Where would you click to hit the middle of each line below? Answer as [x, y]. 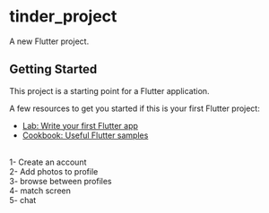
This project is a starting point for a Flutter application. [109, 90]
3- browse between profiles [61, 181]
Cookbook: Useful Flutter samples [85, 135]
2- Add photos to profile [54, 171]
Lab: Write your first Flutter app [80, 125]
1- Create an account [48, 162]
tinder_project [63, 17]
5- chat [23, 200]
